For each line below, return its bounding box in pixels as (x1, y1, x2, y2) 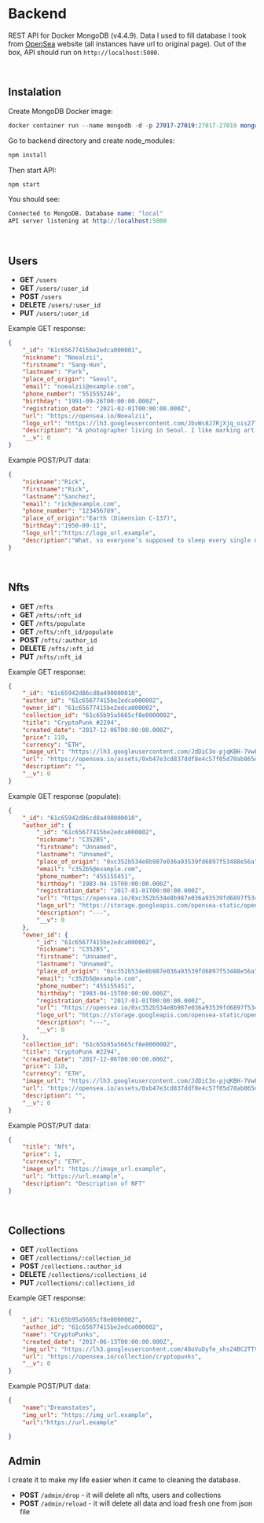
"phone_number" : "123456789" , (22, 507, 122, 515)
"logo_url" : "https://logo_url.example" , (22, 529, 156, 537)
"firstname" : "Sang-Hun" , (22, 361, 108, 369)
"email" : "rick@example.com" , (22, 500, 122, 508)
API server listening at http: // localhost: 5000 (8, 217, 167, 225)
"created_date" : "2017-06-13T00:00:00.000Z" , (22, 1337, 174, 1345)
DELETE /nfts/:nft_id (19, 643, 94, 653)
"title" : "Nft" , (22, 1143, 76, 1151)
